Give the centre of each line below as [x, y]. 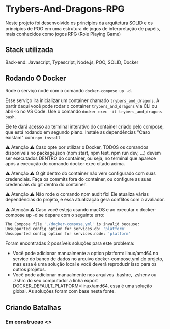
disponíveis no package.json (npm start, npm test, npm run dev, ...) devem [83, 153]
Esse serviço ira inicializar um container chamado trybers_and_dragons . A [82, 100]
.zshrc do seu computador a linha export [55, 281]
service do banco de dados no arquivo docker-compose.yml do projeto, [88, 259]
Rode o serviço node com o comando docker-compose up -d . [69, 90]
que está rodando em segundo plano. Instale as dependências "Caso [78, 132]
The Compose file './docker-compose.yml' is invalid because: [73, 224]
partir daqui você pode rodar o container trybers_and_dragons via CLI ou [81, 106]
